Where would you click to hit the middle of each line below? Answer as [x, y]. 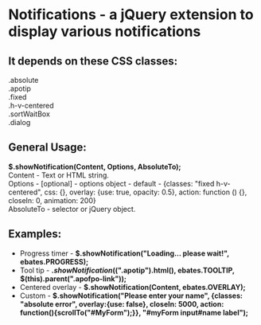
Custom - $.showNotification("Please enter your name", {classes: [131, 296]
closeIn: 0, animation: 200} [53, 200]
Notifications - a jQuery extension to [131, 15]
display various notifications [105, 31]
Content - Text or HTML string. [59, 175]
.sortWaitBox [29, 114]
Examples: [35, 234]
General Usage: [48, 148]
